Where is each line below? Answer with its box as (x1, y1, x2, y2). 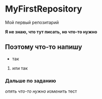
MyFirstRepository (5, 3, 83, 15)
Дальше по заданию (5, 77, 56, 84)
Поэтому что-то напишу (5, 43, 83, 51)
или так (12, 65, 28, 71)
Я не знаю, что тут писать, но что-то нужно (5, 29, 98, 34)
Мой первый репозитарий (5, 19, 59, 25)
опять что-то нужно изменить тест (5, 88, 77, 94)
